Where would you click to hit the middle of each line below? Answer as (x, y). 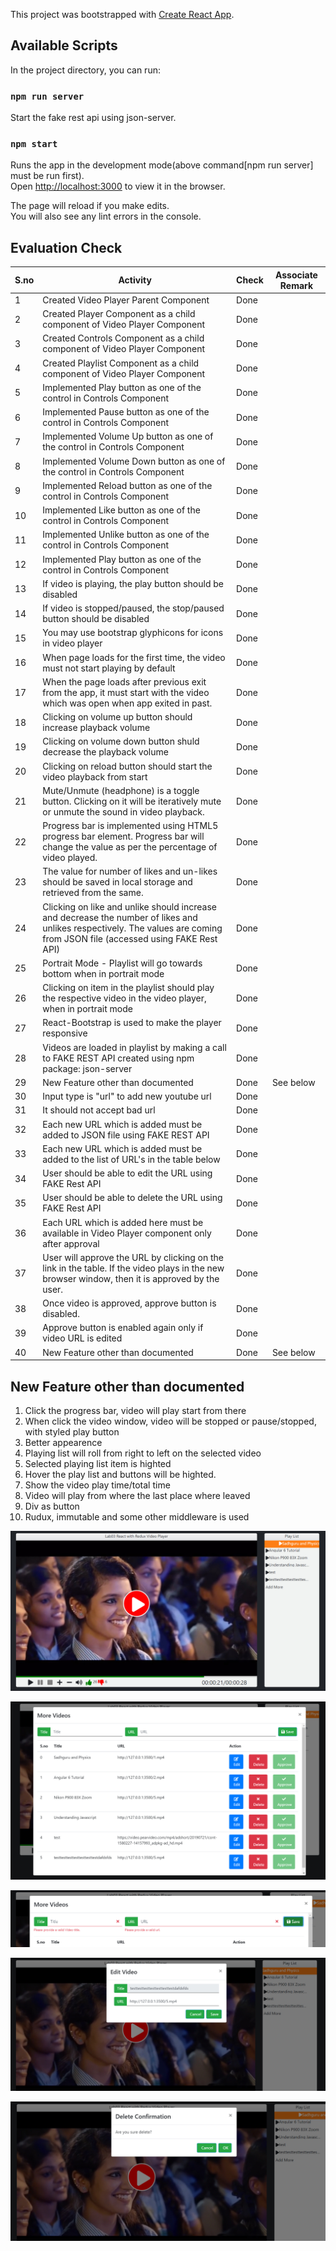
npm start (34, 144)
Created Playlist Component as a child (121, 363)
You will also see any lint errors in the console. (106, 216)
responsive (65, 1033)
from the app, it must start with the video (126, 692)
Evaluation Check (66, 247)
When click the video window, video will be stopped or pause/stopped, (170, 1421)
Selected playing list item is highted (98, 1464)
